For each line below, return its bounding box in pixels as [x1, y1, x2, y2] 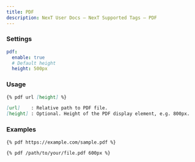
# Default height [12, 60, 56, 66]
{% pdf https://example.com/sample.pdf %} [6, 139, 116, 145]
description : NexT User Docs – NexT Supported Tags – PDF [6, 15, 157, 21]
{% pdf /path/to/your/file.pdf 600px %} [6, 150, 111, 156]
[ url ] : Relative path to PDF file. [6, 105, 108, 111]
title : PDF [6, 9, 34, 15]
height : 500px [12, 65, 48, 72]
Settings [6, 35, 32, 43]
